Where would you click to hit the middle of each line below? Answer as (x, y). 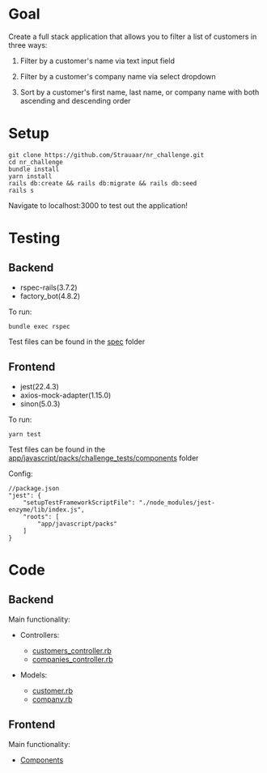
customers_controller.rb (72, 650)
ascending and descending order (75, 100)
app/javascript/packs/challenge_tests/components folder (104, 457)
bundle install (34, 169)
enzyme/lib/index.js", (47, 510)
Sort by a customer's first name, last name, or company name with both (140, 92)
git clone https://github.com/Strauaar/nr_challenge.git (106, 155)
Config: (21, 474)
